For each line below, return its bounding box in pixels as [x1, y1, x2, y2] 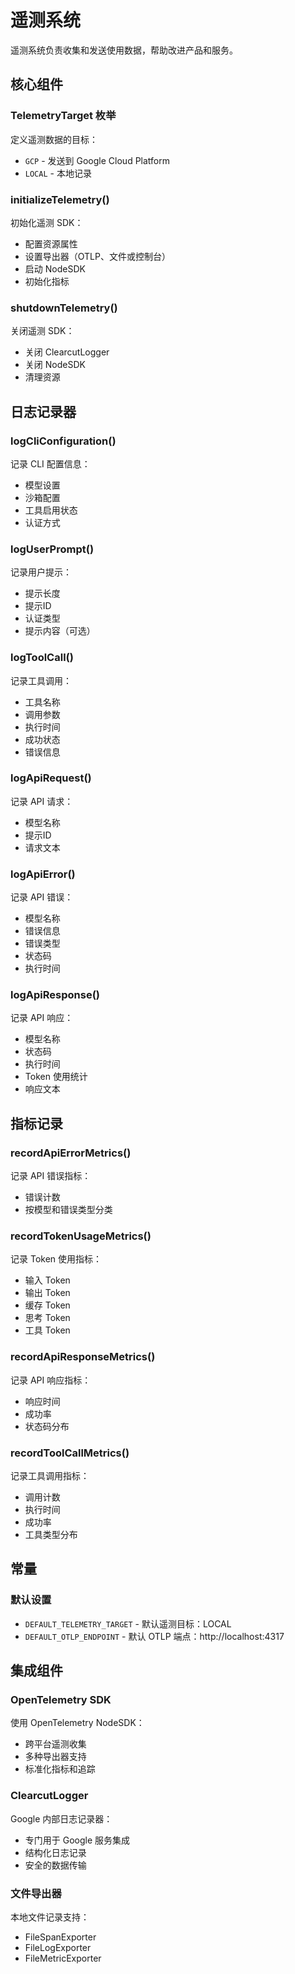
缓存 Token [24, 1299, 71, 1311]
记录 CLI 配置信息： [10, 457, 91, 470]
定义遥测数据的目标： [10, 133, 98, 145]
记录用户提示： [10, 566, 72, 578]
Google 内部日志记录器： [10, 1812, 113, 1825]
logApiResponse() [10, 988, 100, 1002]
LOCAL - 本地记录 [24, 167, 92, 179]
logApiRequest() [10, 771, 92, 785]
